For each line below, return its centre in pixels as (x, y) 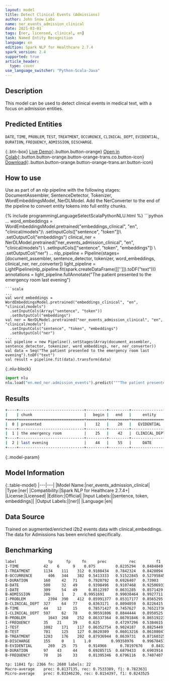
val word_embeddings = (29, 298)
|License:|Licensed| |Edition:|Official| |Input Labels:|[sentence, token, (77, 495)
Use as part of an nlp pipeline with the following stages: (63, 190)
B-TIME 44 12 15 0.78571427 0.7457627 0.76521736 (85, 609)
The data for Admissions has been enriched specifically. (63, 534)
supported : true (22, 57)
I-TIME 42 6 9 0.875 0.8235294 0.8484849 (84, 566)
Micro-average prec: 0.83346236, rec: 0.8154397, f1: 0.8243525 (77, 674)
